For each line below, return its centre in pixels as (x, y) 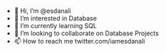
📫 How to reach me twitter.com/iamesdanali (79, 41)
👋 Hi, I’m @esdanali (42, 11)
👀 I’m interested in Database (56, 18)
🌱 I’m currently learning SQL (56, 26)
